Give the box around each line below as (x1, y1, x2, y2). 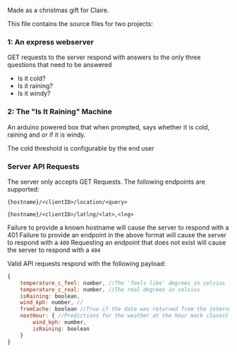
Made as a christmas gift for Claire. (7, 6, 109, 14)
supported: (7, 184, 39, 193)
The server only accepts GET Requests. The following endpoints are (7, 177, 206, 186)
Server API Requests (7, 161, 80, 171)
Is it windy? (17, 89, 51, 98)
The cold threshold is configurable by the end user (7, 144, 154, 152)
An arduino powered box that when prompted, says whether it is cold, (7, 122, 210, 131)
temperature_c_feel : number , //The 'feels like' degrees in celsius (20, 279, 226, 287)
